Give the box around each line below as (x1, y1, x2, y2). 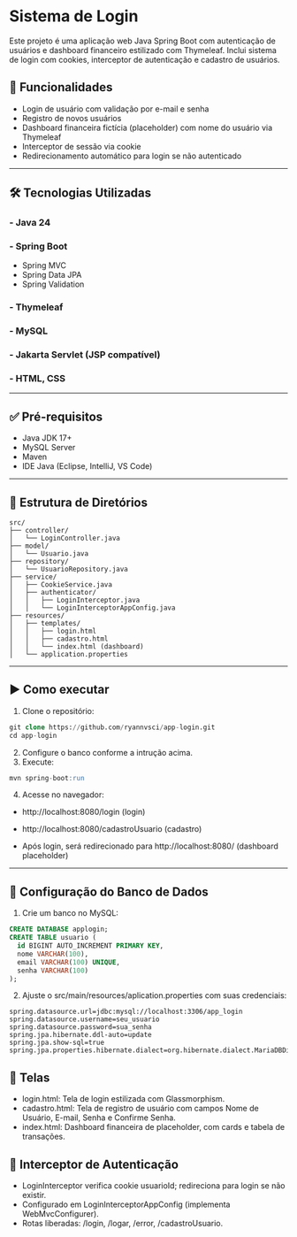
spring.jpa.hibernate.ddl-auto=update (9, 1031, 152, 1040)
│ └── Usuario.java (9, 549, 89, 558)
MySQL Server (21, 442, 76, 453)
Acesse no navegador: (21, 789, 104, 800)
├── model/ (9, 542, 49, 550)
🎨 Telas (9, 1070, 50, 1085)
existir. (21, 1190, 47, 1201)
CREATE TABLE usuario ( (9, 934, 97, 942)
